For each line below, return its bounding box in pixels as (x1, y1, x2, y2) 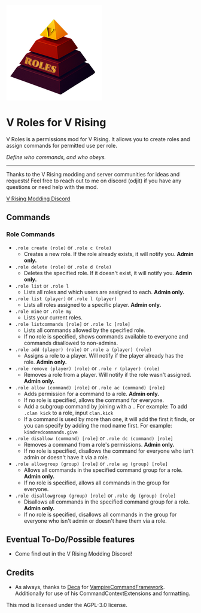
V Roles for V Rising (6, 116, 106, 130)
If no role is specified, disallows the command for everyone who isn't (23, 447, 194, 455)
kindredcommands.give (23, 429, 78, 435)
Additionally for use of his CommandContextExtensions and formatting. (14, 590, 191, 597)
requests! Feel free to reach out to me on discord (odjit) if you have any (6, 177, 182, 184)
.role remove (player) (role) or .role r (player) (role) (14, 364, 160, 372)
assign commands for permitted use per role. (6, 142, 118, 149)
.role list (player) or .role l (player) (14, 295, 117, 302)
